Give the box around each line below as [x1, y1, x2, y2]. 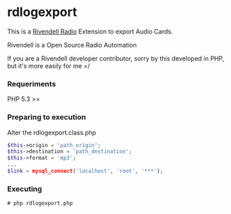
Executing [7, 184, 42, 194]
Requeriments [7, 79, 56, 89]
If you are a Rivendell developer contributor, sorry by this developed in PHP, [7, 54, 225, 63]
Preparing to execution [7, 112, 86, 122]
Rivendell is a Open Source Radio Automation [7, 40, 137, 49]
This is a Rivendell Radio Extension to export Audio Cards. [7, 27, 173, 36]
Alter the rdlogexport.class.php [7, 128, 97, 137]
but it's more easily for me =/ [7, 61, 90, 70]
